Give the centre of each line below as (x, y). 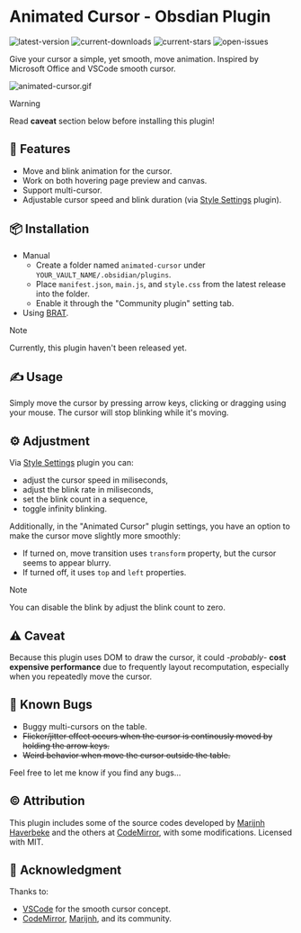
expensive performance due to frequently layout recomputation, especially (149, 667)
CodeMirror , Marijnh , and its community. (97, 919)
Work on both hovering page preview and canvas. (115, 180)
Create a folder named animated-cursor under (120, 265)
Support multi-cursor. (62, 190)
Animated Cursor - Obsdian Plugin (140, 17)
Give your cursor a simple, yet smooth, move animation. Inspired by (134, 59)
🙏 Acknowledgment (66, 870)
